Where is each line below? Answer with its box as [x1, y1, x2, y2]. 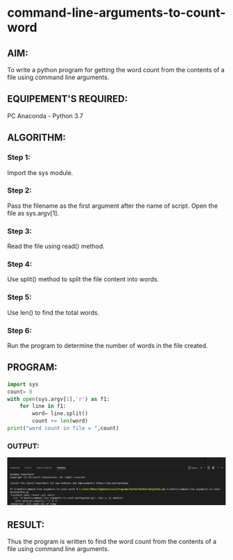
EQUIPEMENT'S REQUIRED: [7, 93, 128, 105]
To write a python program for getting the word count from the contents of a [7, 66, 225, 74]
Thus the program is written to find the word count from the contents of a [7, 537, 217, 546]
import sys [7, 381, 39, 388]
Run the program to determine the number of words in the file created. [7, 341, 208, 349]
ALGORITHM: [7, 132, 66, 144]
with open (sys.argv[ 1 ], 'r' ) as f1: [7, 395, 110, 402]
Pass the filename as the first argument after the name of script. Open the [7, 201, 218, 210]
